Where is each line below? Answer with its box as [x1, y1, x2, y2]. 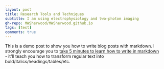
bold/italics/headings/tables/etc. [5, 59, 70, 64]
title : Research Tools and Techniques [5, 12, 84, 17]
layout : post [5, 7, 32, 12]
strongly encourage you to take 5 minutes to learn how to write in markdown [5, 48, 159, 54]
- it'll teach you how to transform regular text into [5, 53, 104, 59]
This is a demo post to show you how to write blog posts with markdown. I [5, 43, 155, 49]
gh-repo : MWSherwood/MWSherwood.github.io [5, 20, 93, 26]
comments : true [5, 30, 36, 34]
